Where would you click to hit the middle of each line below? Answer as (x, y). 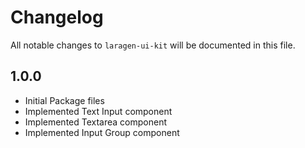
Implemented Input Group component (102, 132)
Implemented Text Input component (98, 111)
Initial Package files (64, 100)
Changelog (57, 17)
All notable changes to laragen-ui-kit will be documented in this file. (153, 45)
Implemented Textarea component (96, 122)
